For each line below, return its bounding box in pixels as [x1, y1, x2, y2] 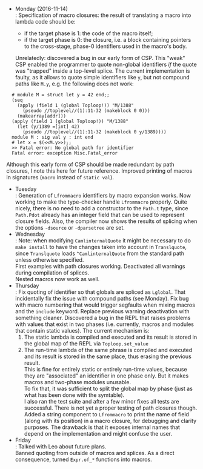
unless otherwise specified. [15, 256, 84, 263]
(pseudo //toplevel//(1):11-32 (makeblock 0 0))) [22, 108, 150, 114]
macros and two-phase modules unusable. [24, 379, 131, 385]
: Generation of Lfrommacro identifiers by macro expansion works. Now [15, 192, 191, 199]
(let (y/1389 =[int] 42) [17, 124, 80, 130]
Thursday [15, 282, 39, 289]
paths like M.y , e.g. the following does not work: [15, 80, 135, 87]
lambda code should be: [15, 18, 76, 25]
